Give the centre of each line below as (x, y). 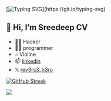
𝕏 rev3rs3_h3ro (33, 69)
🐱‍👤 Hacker (28, 42)
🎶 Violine (25, 54)
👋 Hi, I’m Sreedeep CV (47, 27)
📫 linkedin (28, 61)
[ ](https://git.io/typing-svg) (56, 9)
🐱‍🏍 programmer (34, 48)
